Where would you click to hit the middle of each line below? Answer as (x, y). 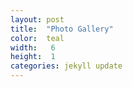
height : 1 (33, 57)
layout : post (37, 19)
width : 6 (33, 47)
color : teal (37, 38)
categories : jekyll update (66, 66)
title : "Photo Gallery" (62, 29)
